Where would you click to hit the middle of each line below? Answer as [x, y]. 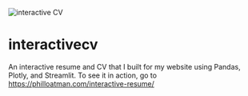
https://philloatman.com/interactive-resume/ [81, 83]
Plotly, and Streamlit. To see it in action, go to [83, 75]
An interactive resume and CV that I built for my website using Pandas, [125, 66]
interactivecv [53, 45]
